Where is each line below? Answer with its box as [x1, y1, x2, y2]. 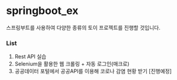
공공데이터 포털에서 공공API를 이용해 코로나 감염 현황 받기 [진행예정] [14, 68, 172, 75]
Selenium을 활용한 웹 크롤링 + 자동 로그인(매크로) [14, 60, 130, 68]
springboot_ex [6, 4, 78, 18]
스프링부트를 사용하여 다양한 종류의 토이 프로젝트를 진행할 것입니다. [6, 24, 160, 31]
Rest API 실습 [14, 53, 47, 60]
